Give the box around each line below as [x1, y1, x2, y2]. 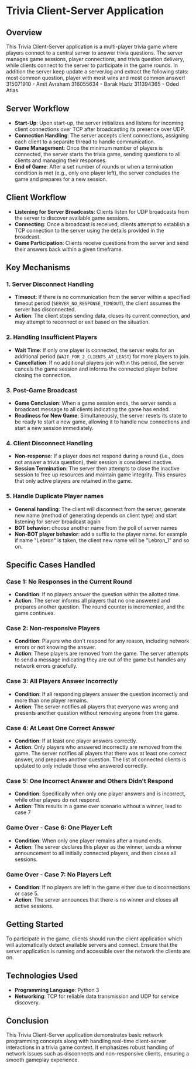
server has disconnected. [14, 306, 76, 313]
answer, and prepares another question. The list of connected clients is [14, 756, 186, 763]
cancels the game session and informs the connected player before [14, 365, 178, 372]
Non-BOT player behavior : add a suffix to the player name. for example [14, 530, 188, 537]
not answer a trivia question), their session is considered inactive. [14, 459, 173, 466]
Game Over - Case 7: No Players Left [6, 870, 112, 879]
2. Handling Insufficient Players [6, 333, 98, 341]
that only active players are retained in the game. [14, 478, 133, 485]
